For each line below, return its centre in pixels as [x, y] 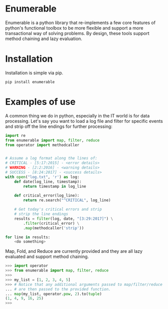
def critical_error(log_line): [47, 196]
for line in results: [28, 237]
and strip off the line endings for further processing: [59, 126]
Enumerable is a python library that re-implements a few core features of [80, 23]
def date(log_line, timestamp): [48, 182]
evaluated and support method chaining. [47, 257]
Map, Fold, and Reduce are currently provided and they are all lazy [74, 251]
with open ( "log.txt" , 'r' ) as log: [42, 177]
